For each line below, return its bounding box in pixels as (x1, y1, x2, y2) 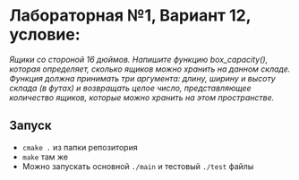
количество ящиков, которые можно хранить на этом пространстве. (9, 91, 275, 103)
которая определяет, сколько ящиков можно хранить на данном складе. (9, 64, 291, 74)
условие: (9, 24, 81, 45)
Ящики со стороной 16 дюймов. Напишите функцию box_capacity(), (9, 54, 269, 64)
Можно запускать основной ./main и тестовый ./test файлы (21, 160, 254, 171)
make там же (21, 151, 69, 162)
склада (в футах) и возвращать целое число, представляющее (9, 82, 252, 93)
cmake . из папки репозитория (21, 141, 138, 152)
